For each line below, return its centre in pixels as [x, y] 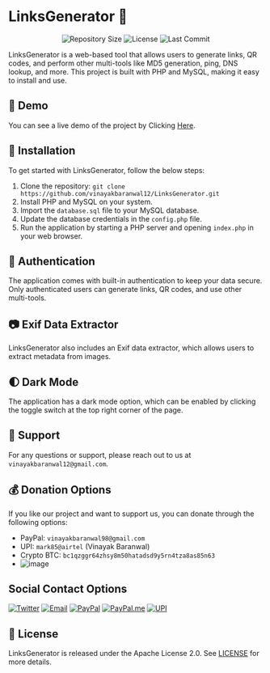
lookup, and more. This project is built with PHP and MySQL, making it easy [134, 71]
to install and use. [38, 80]
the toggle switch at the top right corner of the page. [96, 410]
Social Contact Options [68, 589]
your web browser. [51, 236]
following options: [38, 522]
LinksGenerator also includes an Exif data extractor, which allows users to [131, 348]
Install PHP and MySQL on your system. [86, 201]
